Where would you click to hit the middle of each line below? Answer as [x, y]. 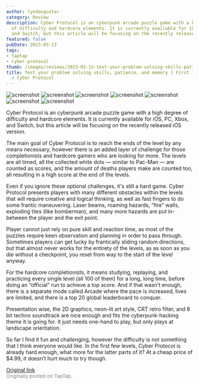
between [17, 218]
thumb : [14, 67]
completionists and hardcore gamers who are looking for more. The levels [96, 156]
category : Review [28, 17]
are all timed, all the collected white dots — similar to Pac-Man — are [90, 162]
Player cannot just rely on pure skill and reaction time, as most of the [90, 229]
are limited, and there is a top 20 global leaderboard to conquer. [84, 298]
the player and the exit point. [64, 218]
